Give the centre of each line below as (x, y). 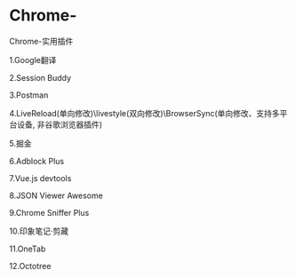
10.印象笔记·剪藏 (39, 231)
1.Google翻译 (33, 60)
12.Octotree (30, 266)
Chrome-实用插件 (41, 41)
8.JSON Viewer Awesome (56, 195)
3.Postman (29, 95)
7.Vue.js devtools (40, 178)
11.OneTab (28, 249)
